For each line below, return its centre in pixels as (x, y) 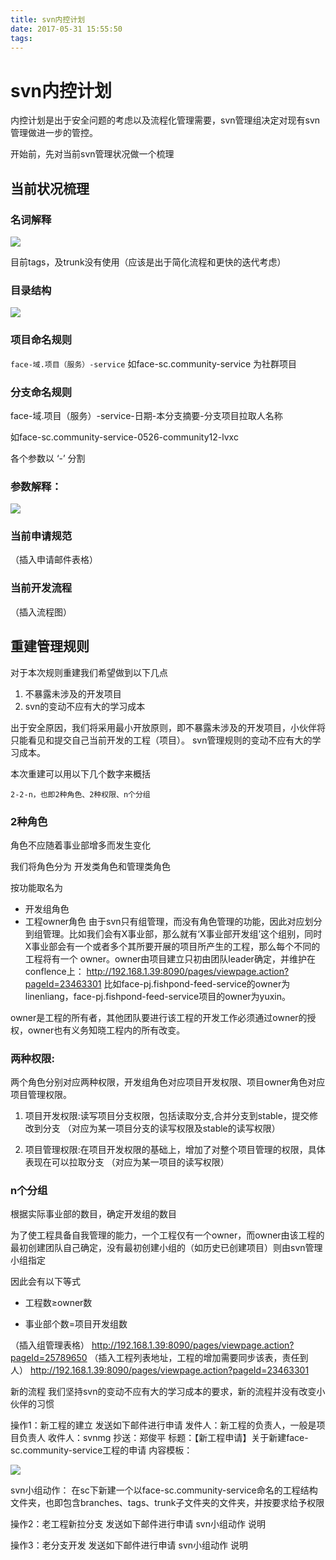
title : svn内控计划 (48, 19)
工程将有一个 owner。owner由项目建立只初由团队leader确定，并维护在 (170, 958)
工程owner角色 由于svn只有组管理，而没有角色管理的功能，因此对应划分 (173, 921)
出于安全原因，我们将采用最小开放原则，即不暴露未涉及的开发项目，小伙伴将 (168, 727)
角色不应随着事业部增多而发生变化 (80, 845)
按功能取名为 (36, 887)
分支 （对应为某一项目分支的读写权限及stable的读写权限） (161, 1128)
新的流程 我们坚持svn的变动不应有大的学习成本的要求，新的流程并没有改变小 (168, 1392)
